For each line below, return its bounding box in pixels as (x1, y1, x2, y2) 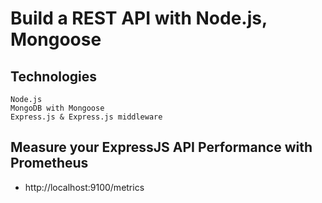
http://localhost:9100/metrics (24, 181, 145, 193)
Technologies (10, 68, 98, 85)
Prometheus (10, 155, 89, 172)
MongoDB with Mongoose (10, 103, 105, 113)
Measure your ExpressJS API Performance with (10, 139, 313, 156)
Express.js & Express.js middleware (10, 112, 163, 122)
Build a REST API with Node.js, (10, 7, 268, 30)
